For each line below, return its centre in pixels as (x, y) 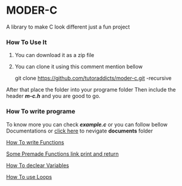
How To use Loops (29, 176)
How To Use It (26, 42)
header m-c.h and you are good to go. (53, 96)
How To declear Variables (38, 165)
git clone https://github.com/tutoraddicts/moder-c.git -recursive (93, 78)
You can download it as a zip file (54, 55)
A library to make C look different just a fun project (68, 27)
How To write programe (41, 112)
